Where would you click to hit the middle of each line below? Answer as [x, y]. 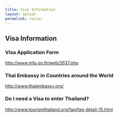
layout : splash [20, 14]
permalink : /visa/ [24, 19]
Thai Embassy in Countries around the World [59, 75]
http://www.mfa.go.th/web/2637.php [42, 63]
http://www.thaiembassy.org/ [34, 86]
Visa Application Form [32, 52]
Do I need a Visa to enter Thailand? [47, 99]
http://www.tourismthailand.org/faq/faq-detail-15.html [59, 109]
